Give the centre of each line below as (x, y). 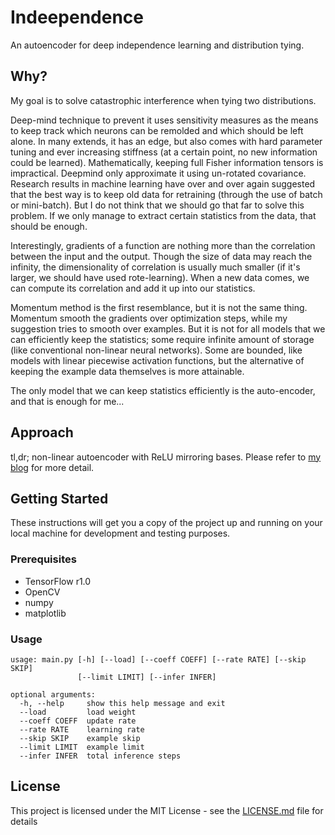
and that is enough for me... (67, 401)
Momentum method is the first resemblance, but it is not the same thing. (159, 307)
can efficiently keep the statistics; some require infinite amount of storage (162, 339)
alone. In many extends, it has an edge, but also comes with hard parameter (166, 141)
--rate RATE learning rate (82, 729)
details (24, 821)
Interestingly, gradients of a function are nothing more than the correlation (163, 245)
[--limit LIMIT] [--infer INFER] (147, 677)
